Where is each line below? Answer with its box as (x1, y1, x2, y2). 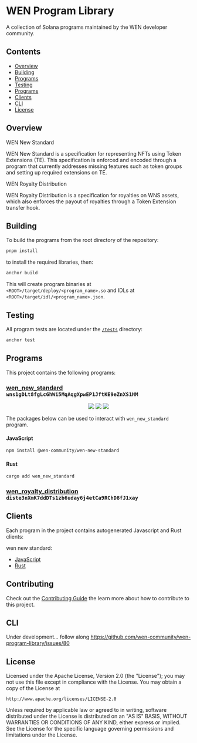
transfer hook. (6, 204, 40, 211)
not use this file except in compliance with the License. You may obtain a (6, 678, 182, 685)
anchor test (6, 337, 35, 343)
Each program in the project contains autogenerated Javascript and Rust (6, 527, 182, 534)
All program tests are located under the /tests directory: (6, 325, 142, 332)
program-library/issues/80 (6, 640, 70, 647)
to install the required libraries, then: (6, 258, 94, 265)
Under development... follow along (6, 633, 90, 641)
